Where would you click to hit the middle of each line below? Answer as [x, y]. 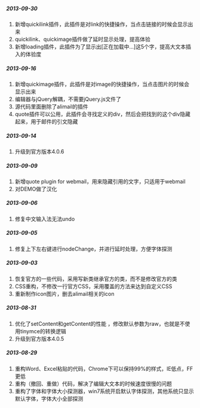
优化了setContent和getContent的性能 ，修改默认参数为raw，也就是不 [100, 324]
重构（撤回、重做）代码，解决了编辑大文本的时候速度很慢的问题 [93, 383]
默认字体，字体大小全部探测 [49, 398]
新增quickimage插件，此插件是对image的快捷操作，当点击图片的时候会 [102, 84]
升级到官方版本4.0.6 [39, 151]
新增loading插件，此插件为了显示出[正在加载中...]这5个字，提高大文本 [100, 46]
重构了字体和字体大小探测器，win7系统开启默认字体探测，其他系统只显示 [104, 391]
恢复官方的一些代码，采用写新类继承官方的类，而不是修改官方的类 [96, 279]
